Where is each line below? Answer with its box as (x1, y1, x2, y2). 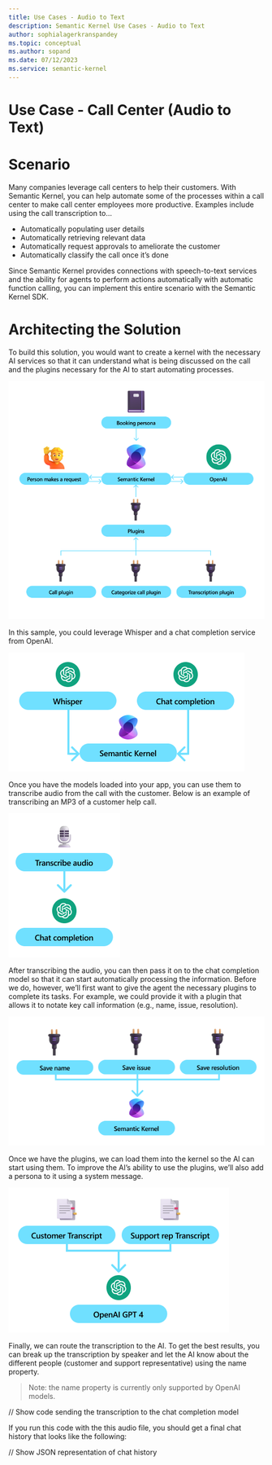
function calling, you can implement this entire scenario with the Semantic (8, 284, 256, 293)
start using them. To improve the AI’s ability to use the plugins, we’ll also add (8, 1162, 264, 1172)
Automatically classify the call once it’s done (19, 250, 169, 260)
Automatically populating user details (19, 224, 145, 234)
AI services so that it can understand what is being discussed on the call (8, 355, 251, 366)
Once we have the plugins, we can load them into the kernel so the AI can (8, 1154, 255, 1164)
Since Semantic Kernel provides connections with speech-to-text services (8, 266, 257, 275)
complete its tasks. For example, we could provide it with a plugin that (8, 991, 242, 1001)
